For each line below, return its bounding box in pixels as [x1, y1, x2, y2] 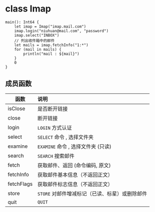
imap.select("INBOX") [14, 33, 59, 38]
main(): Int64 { [5, 20, 39, 25]
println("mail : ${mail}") [23, 51, 80, 56]
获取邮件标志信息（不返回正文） [37, 180, 113, 187]
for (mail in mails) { [14, 47, 62, 52]
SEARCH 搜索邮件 [37, 152, 75, 159]
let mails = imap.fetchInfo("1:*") [14, 42, 89, 48]
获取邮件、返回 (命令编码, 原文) [37, 162, 111, 169]
